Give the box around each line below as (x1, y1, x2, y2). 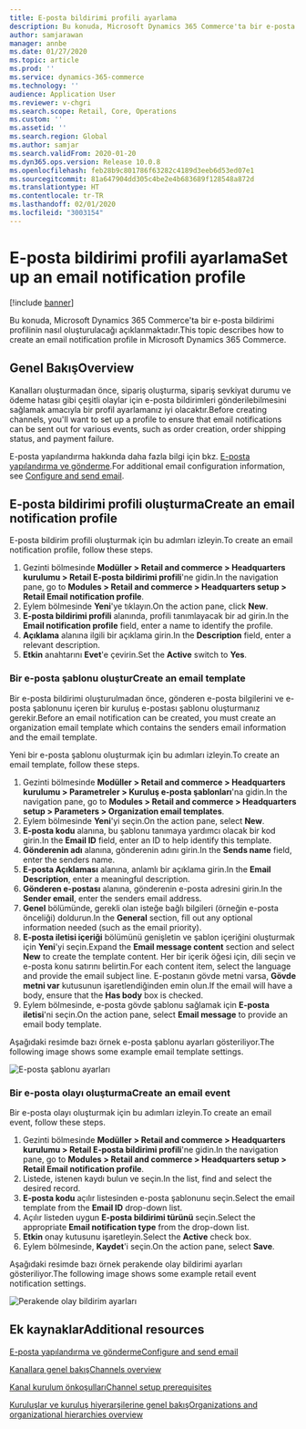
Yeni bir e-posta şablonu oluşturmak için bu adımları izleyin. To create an (9, 749, 280, 760)
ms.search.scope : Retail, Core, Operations (9, 107, 178, 116)
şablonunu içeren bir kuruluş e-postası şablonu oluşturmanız (32, 703, 260, 714)
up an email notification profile (9, 266, 246, 287)
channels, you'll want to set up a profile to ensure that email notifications (9, 414, 282, 425)
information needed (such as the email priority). (22, 921, 202, 932)
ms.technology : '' (9, 81, 79, 90)
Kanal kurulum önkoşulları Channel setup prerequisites (9, 1382, 212, 1393)
